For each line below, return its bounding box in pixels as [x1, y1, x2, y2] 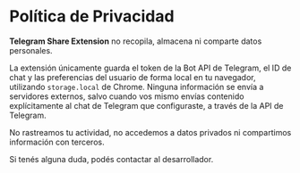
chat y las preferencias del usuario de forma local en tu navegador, [9, 71, 256, 82]
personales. [9, 45, 53, 55]
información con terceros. [9, 136, 105, 147]
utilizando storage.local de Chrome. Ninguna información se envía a [9, 81, 264, 92]
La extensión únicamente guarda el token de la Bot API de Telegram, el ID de [9, 62, 292, 73]
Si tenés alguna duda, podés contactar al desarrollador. [9, 153, 214, 164]
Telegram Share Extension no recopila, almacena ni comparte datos [9, 36, 262, 46]
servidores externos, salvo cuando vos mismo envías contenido [9, 91, 244, 102]
